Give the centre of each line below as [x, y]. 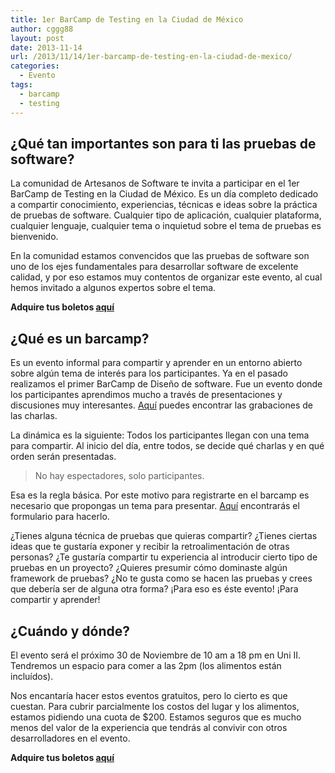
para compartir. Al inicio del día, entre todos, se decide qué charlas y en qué [167, 446]
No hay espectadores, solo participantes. [119, 476]
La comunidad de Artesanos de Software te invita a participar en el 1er [155, 183]
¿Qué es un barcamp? [80, 338]
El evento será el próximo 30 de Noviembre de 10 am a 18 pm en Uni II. [156, 655]
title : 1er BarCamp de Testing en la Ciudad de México [127, 19]
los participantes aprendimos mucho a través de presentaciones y [146, 395]
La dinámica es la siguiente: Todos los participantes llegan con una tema [160, 435]
